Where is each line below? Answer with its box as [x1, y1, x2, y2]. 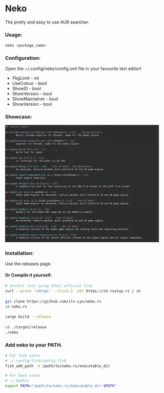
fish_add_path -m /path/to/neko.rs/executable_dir [5, 363, 110, 369]
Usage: [5, 31, 23, 38]
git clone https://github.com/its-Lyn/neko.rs [5, 299, 102, 304]
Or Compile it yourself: [5, 272, 52, 278]
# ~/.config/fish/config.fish [5, 358, 67, 364]
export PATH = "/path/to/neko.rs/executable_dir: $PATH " [5, 383, 117, 388]
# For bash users [5, 373, 41, 378]
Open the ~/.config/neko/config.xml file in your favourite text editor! [5, 66, 142, 71]
